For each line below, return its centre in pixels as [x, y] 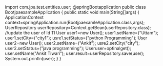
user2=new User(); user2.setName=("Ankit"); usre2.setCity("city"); [72, 43]
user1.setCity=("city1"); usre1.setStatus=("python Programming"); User [76, 38]
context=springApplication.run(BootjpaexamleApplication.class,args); [75, 22]
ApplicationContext [24, 17]
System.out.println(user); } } [33, 58]
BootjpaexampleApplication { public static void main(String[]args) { [72, 12]
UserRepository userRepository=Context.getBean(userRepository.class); [78, 28]
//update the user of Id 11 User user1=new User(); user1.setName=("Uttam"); [82, 33]
